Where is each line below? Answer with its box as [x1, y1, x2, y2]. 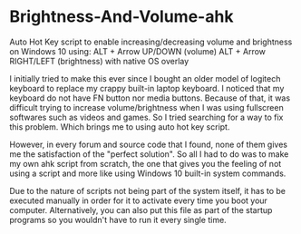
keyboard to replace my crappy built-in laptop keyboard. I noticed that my [9, 83, 285, 93]
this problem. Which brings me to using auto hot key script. [9, 121, 230, 132]
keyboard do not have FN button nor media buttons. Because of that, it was [9, 93, 291, 103]
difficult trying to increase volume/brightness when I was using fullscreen [9, 102, 284, 112]
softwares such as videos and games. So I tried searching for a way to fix [9, 112, 284, 122]
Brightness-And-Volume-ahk [9, 6, 234, 27]
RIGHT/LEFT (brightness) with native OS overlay [9, 55, 189, 66]
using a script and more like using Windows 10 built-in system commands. [9, 168, 286, 179]
